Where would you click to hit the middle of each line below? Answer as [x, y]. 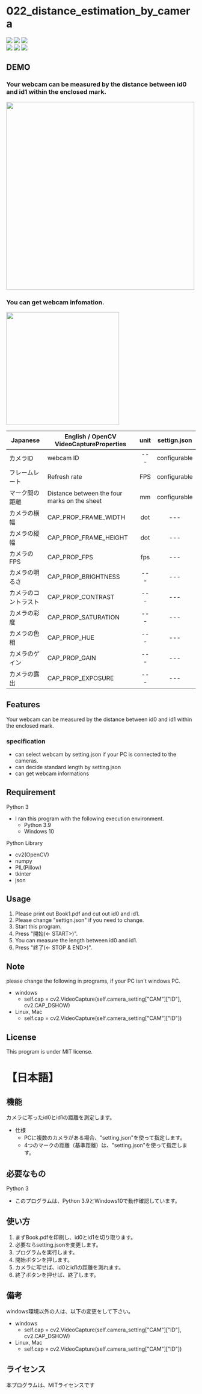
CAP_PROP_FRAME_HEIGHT [87, 538]
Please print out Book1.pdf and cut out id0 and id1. [77, 913]
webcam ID [63, 458]
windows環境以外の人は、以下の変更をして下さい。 [70, 1311]
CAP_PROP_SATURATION [84, 617]
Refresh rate [65, 476]
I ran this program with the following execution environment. [89, 818]
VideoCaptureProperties [90, 444]
